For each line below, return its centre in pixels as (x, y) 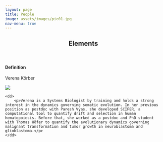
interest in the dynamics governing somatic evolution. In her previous (82, 105)
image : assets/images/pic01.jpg (38, 19)
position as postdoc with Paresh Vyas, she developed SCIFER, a (73, 109)
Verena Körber (20, 78)
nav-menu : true (21, 23)
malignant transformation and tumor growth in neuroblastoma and (74, 127)
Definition (16, 67)
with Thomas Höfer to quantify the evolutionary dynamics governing (77, 122)
